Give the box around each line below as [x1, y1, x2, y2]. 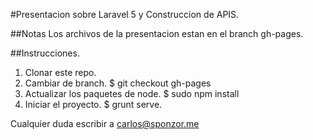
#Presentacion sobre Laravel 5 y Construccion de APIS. [10, 9, 240, 20]
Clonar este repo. [24, 67, 97, 78]
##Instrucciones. [10, 47, 80, 59]
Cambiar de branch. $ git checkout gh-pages [24, 77, 212, 89]
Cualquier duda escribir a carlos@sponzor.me [10, 118, 200, 129]
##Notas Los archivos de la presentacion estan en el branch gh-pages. [10, 28, 304, 39]
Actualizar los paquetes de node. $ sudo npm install [24, 88, 240, 99]
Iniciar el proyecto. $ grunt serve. [24, 99, 163, 110]
